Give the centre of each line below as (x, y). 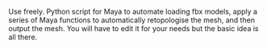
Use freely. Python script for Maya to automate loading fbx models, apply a (133, 12)
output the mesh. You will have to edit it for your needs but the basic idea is (134, 28)
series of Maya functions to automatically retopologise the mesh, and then (132, 20)
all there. (23, 37)
